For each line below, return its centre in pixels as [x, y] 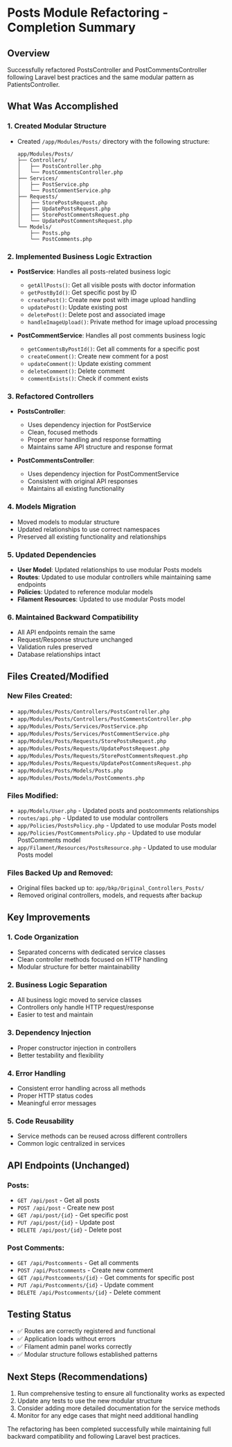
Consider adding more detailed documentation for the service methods [118, 1408]
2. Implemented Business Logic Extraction [80, 256]
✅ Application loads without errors [66, 1339]
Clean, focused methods [63, 433]
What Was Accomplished [63, 107]
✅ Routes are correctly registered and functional [86, 1331]
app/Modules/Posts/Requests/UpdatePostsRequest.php [93, 748]
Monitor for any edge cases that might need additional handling [108, 1415]
